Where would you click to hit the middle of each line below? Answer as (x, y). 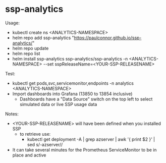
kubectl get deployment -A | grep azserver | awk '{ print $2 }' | (91, 139)
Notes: (12, 114)
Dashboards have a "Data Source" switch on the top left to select (86, 99)
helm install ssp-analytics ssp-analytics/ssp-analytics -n (70, 58)
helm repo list (26, 54)
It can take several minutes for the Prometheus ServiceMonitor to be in (84, 150)
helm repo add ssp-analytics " (43, 38)
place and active (29, 155)
